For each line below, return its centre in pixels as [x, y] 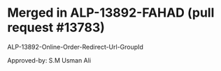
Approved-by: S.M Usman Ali [49, 60]
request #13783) [56, 27]
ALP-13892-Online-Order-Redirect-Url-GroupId [75, 47]
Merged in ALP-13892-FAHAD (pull [111, 13]
